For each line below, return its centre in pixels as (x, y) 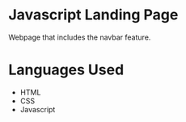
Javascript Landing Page (93, 15)
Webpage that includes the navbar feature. (80, 37)
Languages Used (66, 70)
